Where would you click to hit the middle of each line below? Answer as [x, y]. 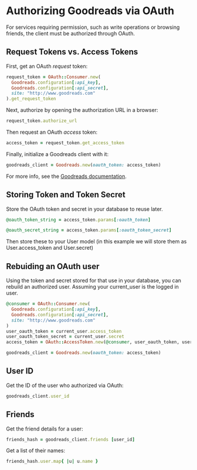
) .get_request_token [31, 99]
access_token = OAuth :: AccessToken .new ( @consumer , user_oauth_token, [93, 342]
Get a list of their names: [36, 451]
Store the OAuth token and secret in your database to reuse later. [84, 209]
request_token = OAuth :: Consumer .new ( [53, 77]
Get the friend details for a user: [45, 429]
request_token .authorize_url [42, 121]
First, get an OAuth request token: [47, 66]
